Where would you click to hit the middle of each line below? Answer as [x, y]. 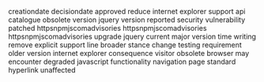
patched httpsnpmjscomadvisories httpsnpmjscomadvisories [107, 28]
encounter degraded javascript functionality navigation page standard [122, 61]
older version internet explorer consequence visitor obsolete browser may [129, 53]
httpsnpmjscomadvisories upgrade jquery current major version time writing [132, 36]
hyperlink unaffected [42, 70]
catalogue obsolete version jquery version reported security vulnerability [127, 20]
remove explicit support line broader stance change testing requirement [125, 45]
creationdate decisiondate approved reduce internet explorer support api [127, 11]
